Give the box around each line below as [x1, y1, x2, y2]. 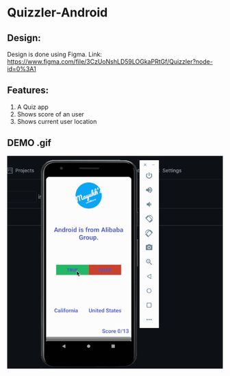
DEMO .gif [7, 137, 51, 149]
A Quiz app [16, 103, 49, 111]
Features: [7, 84, 49, 97]
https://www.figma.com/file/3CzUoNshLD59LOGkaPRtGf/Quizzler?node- [7, 58, 214, 66]
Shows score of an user [16, 110, 84, 118]
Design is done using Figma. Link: [7, 50, 103, 58]
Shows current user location [16, 117, 97, 125]
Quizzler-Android [7, 5, 108, 21]
